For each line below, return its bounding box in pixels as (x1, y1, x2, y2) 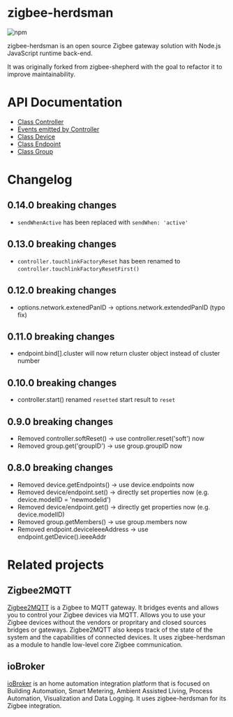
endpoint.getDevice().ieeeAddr (17, 533, 107, 541)
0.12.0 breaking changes (7, 284, 117, 296)
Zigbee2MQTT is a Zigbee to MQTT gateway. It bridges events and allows (7, 603, 219, 611)
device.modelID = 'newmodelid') (17, 495, 112, 504)
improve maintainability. (7, 70, 75, 78)
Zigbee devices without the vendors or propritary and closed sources (7, 618, 207, 626)
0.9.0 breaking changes (7, 416, 114, 428)
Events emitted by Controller (17, 124, 100, 133)
